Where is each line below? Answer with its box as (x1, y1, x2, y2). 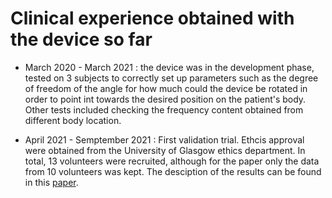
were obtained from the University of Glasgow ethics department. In (24, 144, 306, 156)
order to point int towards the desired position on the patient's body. (24, 93, 307, 105)
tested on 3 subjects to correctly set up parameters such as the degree (24, 72, 319, 84)
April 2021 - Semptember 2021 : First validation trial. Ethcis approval (24, 133, 305, 146)
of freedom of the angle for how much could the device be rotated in (24, 82, 308, 94)
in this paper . (24, 176, 79, 188)
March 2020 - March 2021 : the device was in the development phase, (24, 61, 315, 73)
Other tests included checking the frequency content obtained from (24, 103, 304, 116)
